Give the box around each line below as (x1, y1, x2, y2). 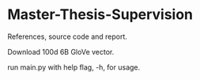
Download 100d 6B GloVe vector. (7, 47, 115, 56)
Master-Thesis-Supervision (7, 6, 194, 24)
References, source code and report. (7, 32, 128, 41)
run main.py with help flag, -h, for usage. (7, 62, 141, 72)
